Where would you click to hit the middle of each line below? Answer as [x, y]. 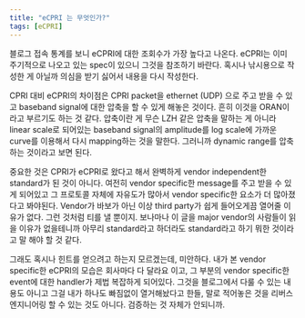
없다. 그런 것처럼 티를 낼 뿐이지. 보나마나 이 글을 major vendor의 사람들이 [156, 217]
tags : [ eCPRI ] [36, 26]
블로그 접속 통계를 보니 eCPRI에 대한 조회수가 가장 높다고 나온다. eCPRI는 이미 [149, 53]
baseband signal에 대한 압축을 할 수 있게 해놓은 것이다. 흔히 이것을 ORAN [150, 106]
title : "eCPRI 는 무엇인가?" [60, 18]
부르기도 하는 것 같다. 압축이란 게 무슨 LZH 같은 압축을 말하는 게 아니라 [151, 118]
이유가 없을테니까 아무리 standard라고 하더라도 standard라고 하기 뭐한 [144, 228]
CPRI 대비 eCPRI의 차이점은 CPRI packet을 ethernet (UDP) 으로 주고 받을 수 [147, 95]
